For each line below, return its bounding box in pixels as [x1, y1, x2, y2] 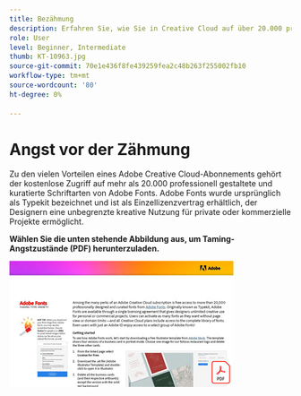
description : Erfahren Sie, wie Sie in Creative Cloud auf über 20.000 [9, 23, 282, 33]
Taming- [202, 234, 236, 245]
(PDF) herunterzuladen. [70, 243, 159, 254]
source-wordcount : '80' [9, 81, 99, 90]
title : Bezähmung [9, 14, 74, 23]
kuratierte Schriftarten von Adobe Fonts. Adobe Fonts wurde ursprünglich [9, 188, 281, 199]
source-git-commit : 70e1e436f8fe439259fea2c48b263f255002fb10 [9, 62, 246, 71]
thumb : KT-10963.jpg [9, 52, 87, 62]
